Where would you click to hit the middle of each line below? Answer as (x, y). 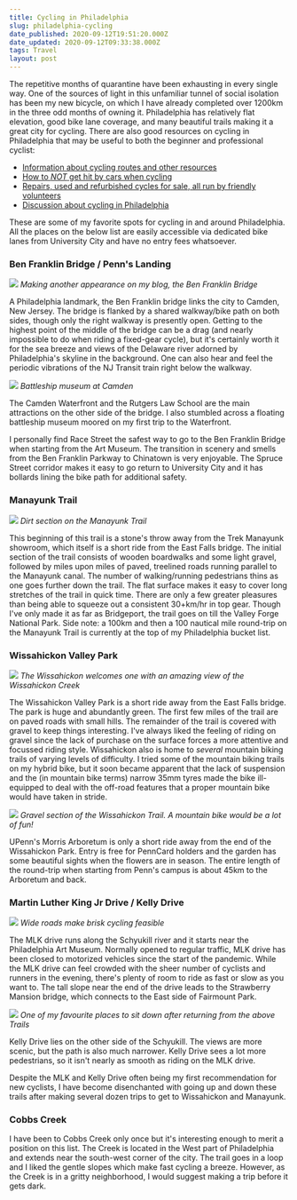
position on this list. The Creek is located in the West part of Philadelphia (142, 1148)
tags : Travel (33, 51)
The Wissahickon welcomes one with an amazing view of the (132, 675)
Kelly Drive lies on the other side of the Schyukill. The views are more (136, 1042)
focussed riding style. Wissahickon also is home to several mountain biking (146, 749)
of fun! (21, 824)
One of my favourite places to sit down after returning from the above (148, 1015)
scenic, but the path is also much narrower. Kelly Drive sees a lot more (138, 1051)
